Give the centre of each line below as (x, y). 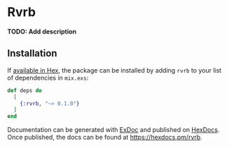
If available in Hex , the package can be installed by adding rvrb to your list (114, 70)
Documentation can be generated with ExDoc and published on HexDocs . (113, 130)
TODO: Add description (42, 31)
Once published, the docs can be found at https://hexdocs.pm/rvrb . (105, 138)
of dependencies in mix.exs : (48, 77)
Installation (32, 53)
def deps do (25, 90)
